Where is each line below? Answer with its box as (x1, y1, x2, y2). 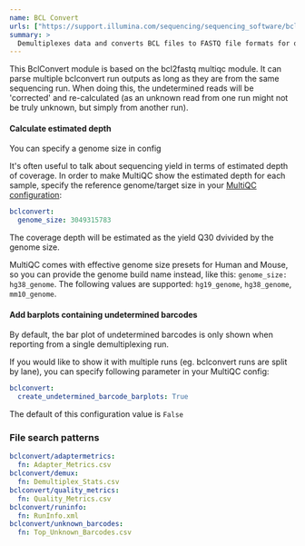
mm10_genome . (9, 288, 57, 300)
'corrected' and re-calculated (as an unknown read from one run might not (9, 93, 289, 104)
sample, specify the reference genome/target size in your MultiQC (9, 180, 257, 191)
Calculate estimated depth (9, 123, 112, 134)
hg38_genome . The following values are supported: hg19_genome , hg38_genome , (9, 279, 292, 290)
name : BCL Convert (9, 13, 79, 23)
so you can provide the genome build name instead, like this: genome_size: (9, 269, 288, 280)
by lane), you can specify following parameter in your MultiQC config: (9, 366, 270, 377)
